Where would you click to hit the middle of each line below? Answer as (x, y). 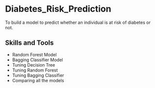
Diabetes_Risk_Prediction (58, 9)
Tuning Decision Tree (33, 65)
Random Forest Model (34, 54)
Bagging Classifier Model (37, 60)
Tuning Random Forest (35, 70)
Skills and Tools (29, 43)
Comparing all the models (38, 80)
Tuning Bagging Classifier (38, 75)
